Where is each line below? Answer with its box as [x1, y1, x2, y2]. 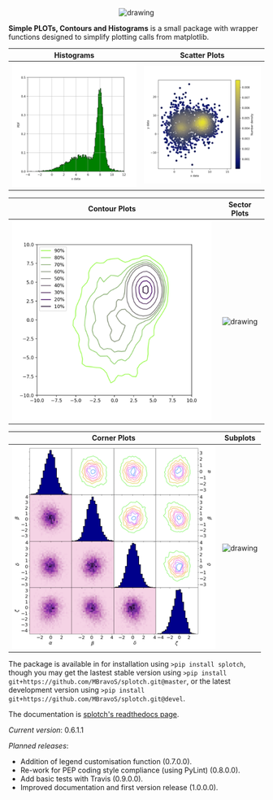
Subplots [224, 433, 256, 443]
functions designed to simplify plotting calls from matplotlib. [8, 33, 210, 41]
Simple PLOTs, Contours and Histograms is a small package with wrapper [8, 24, 258, 33]
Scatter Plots [180, 50, 225, 60]
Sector [228, 199, 252, 209]
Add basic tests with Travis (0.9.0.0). [19, 774, 144, 784]
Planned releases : [8, 741, 69, 751]
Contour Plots [88, 204, 136, 214]
